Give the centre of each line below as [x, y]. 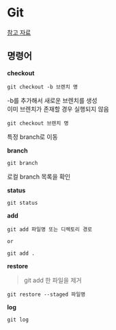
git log [18, 320]
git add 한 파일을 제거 [53, 280]
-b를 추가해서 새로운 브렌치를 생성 [52, 100]
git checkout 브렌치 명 [38, 123]
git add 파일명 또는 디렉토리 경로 [50, 229]
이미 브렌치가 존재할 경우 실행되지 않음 [58, 109]
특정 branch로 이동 [32, 137]
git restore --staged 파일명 [46, 294]
